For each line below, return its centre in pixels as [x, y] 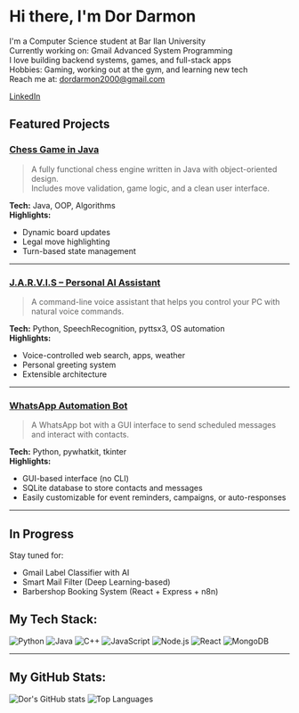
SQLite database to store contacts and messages [112, 488]
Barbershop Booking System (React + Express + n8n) [120, 592]
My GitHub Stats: [58, 678]
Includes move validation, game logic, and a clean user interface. [150, 188]
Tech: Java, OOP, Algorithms [62, 205]
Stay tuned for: [36, 555]
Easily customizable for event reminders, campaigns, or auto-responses [154, 497]
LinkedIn [25, 96]
